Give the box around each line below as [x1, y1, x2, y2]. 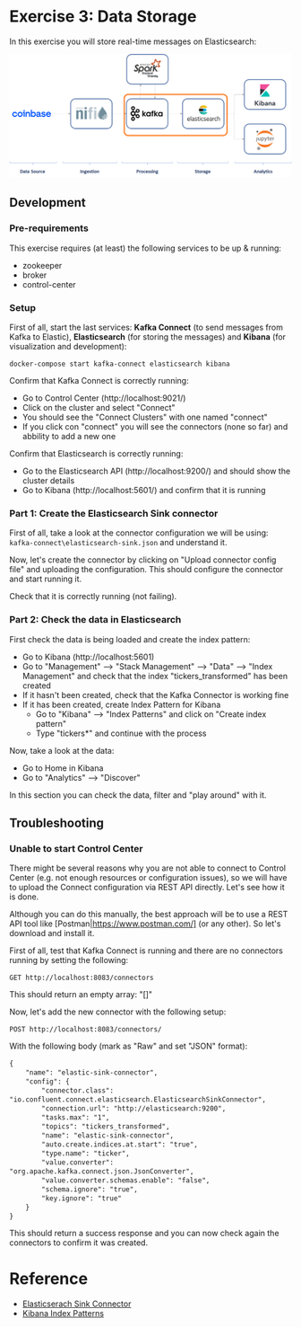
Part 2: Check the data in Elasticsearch [9, 614, 182, 626]
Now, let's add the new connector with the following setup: [9, 1006, 227, 1017]
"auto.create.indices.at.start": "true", [41, 1140, 199, 1149]
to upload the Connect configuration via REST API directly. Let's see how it [9, 882, 285, 893]
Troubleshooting [9, 815, 105, 830]
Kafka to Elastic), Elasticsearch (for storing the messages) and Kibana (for [9, 331, 287, 342]
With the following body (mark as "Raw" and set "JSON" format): [9, 1040, 248, 1052]
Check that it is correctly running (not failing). [9, 591, 177, 602]
